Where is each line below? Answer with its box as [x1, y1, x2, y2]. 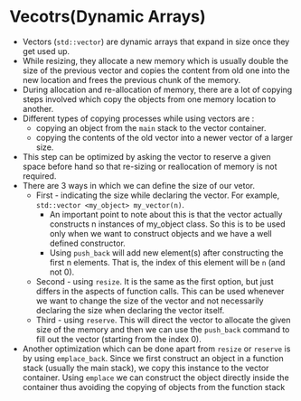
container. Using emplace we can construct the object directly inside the [22, 372, 289, 383]
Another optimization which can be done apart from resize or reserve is [22, 343, 291, 354]
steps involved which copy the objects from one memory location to [22, 93, 277, 105]
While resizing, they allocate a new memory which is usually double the [22, 55, 289, 66]
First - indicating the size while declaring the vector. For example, [35, 190, 280, 200]
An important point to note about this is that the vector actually [49, 209, 283, 219]
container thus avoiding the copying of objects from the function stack [22, 381, 286, 392]
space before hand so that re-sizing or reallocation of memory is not [22, 161, 277, 172]
